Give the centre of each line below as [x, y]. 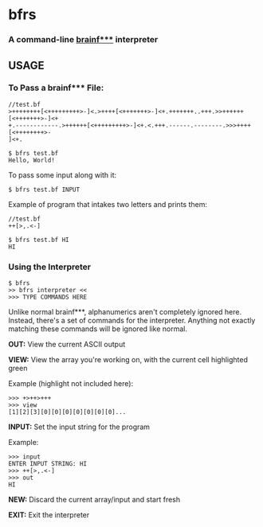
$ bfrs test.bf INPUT [44, 189]
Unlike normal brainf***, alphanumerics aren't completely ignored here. [125, 312]
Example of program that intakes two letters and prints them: [108, 204]
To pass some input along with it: [63, 175]
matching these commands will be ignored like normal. [98, 329]
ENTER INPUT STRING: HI [48, 464]
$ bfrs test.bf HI [39, 240]
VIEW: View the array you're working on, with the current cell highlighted [128, 360]
